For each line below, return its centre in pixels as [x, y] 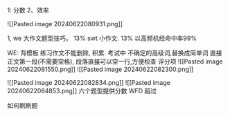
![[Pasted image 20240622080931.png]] [65, 24]
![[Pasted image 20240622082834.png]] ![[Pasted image [89, 83]
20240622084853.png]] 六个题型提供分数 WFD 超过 [82, 91]
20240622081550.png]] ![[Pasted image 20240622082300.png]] [100, 69]
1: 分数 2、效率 [28, 10]
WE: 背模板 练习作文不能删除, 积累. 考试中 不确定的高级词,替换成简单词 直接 [115, 53]
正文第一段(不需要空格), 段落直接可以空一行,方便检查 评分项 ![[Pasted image [115, 61]
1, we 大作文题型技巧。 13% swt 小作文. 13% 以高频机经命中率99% [102, 38]
